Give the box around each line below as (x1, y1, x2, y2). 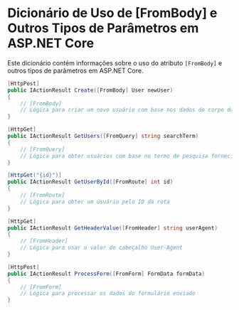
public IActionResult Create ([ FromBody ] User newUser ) (7, 87, 174, 94)
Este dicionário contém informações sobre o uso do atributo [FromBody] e (7, 58, 223, 67)
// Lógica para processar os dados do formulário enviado (20, 290, 196, 297)
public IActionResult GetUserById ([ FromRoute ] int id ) (7, 178, 174, 186)
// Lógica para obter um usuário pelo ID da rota (20, 198, 171, 205)
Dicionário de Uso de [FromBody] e (7, 5, 218, 21)
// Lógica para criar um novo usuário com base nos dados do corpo (20, 107, 224, 114)
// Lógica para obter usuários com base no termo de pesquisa (20, 152, 208, 159)
